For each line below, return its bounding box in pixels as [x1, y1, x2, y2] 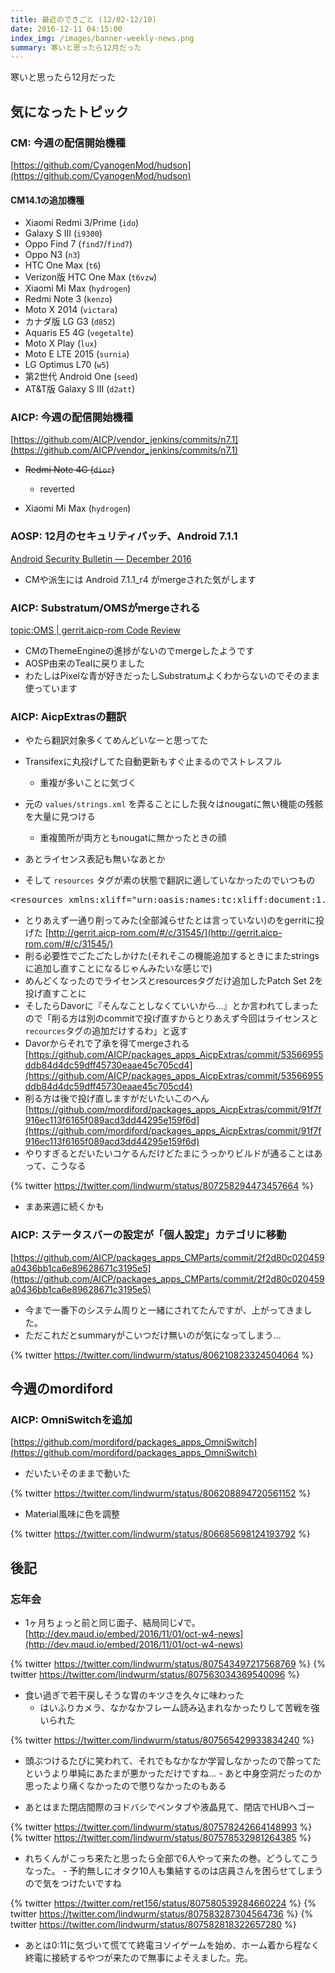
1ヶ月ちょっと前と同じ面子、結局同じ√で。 [24, 1617, 201, 1628]
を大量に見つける [24, 811, 96, 823]
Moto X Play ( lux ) [24, 337, 98, 350]
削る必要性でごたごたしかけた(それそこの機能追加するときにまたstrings [24, 950, 320, 962]
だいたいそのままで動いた [24, 1467, 131, 1480]
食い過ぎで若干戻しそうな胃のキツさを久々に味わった [24, 1689, 245, 1701]
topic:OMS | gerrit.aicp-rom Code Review [10, 624, 181, 636]
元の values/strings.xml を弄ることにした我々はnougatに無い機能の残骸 [24, 798, 324, 810]
